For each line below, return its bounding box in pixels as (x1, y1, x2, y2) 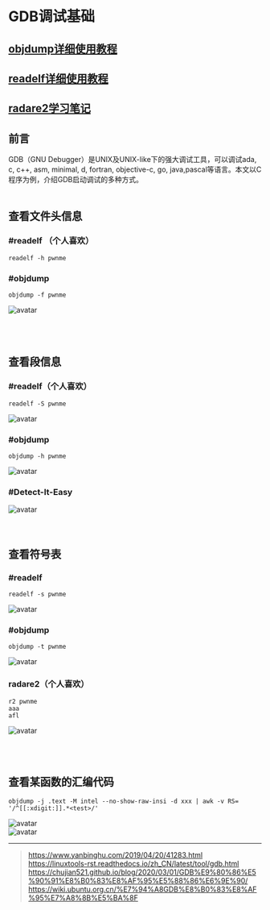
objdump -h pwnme (8, 452, 67, 460)
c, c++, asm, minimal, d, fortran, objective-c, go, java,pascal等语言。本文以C (8, 164, 262, 174)
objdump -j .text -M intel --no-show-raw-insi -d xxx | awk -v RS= (8, 797, 239, 805)
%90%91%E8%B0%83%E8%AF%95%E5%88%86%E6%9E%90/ (27, 875, 248, 885)
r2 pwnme (8, 697, 38, 705)
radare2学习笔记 (8, 102, 91, 115)
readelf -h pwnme (8, 254, 67, 262)
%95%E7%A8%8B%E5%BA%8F (27, 892, 138, 903)
